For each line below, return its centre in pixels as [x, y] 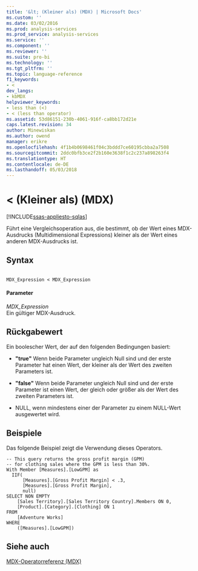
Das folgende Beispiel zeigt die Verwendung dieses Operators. [84, 448]
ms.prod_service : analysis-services [52, 35]
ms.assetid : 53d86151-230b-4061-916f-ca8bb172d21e [71, 119]
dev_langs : [20, 91]
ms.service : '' [25, 40]
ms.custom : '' [24, 18]
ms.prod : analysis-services [42, 29]
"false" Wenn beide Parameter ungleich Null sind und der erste [94, 383]
